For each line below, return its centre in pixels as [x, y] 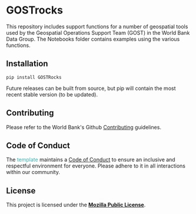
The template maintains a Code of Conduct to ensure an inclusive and [91, 160]
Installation [27, 64]
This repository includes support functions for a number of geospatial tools [97, 26]
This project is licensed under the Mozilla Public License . [76, 205]
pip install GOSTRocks [34, 77]
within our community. [33, 172]
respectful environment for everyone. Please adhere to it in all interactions [96, 166]
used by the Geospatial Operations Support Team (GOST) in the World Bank [98, 32]
